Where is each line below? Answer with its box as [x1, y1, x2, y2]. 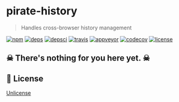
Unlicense [6, 89, 31, 97]
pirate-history [6, 4, 77, 18]
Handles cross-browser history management [20, 24, 132, 31]
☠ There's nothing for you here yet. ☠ [6, 53, 150, 64]
